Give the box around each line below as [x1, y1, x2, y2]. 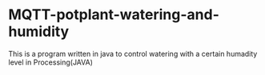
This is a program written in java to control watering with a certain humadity [8, 49, 258, 58]
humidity [8, 22, 70, 41]
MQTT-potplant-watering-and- [8, 6, 220, 24]
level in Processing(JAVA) [8, 57, 94, 67]
